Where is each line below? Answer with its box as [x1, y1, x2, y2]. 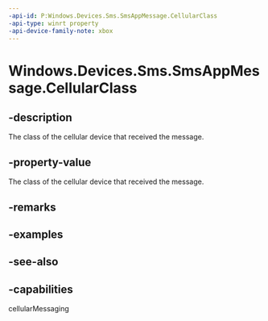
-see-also [8, 255, 59, 269]
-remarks [8, 200, 56, 214]
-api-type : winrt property [8, 19, 99, 27]
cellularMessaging [8, 304, 70, 314]
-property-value [8, 155, 92, 169]
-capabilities [8, 282, 74, 296]
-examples [8, 227, 64, 241]
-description [8, 110, 72, 124]
